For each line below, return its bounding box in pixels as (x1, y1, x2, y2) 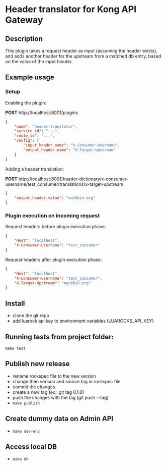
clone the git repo (12, 313, 49, 319)
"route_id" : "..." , (14, 133, 55, 138)
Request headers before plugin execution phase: (5, 224, 106, 230)
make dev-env (12, 429, 40, 434)
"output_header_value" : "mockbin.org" (14, 195, 96, 200)
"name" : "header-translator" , (14, 124, 78, 129)
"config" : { (14, 138, 39, 143)
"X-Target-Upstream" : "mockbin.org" (14, 280, 92, 286)
